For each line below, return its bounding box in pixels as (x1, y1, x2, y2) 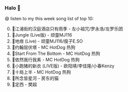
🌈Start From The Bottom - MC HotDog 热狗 (11, 50, 101, 56)
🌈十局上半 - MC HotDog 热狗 (11, 69, 71, 75)
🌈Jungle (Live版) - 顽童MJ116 (11, 32, 72, 38)
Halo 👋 (4, 4, 21, 11)
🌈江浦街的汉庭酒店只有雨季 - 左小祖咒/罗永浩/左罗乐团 (11, 26, 123, 32)
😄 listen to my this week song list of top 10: (4, 16, 94, 22)
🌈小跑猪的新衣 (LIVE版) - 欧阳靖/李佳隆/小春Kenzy (11, 63, 115, 69)
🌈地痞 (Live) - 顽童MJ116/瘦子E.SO (11, 38, 83, 44)
